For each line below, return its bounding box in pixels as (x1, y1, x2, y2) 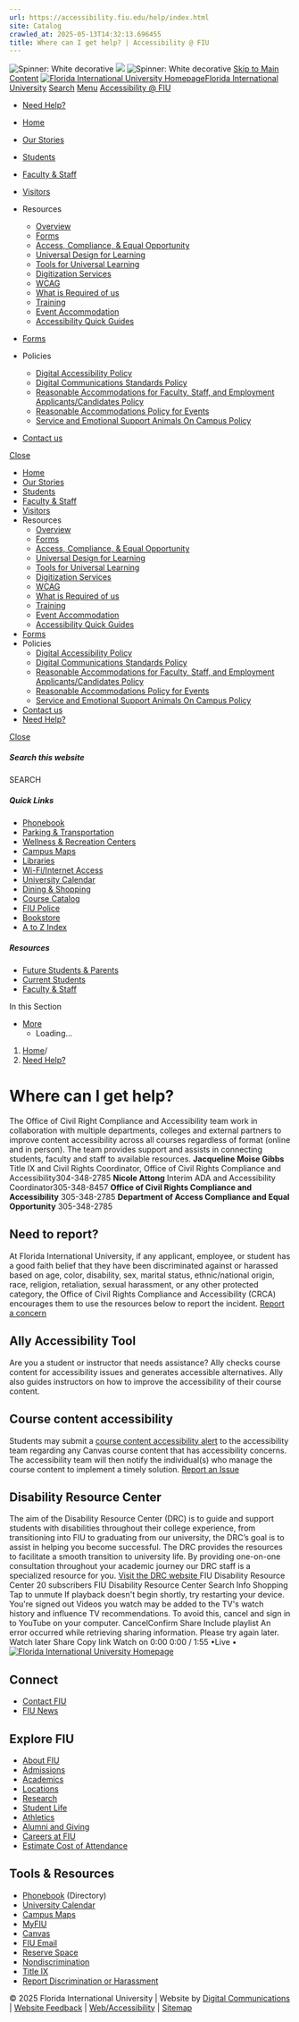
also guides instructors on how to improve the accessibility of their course (9, 1376, 282, 1387)
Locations (21, 1783, 60, 1794)
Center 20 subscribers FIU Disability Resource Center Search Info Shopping (9, 1580, 288, 1590)
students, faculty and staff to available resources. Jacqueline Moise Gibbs (9, 1154, 285, 1164)
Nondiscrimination (21, 1956, 90, 1967)
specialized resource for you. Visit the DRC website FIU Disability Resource (9, 1570, 286, 1582)
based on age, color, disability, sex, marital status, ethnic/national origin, (9, 1270, 275, 1280)
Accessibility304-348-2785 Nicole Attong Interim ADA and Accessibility (9, 1172, 277, 1184)
